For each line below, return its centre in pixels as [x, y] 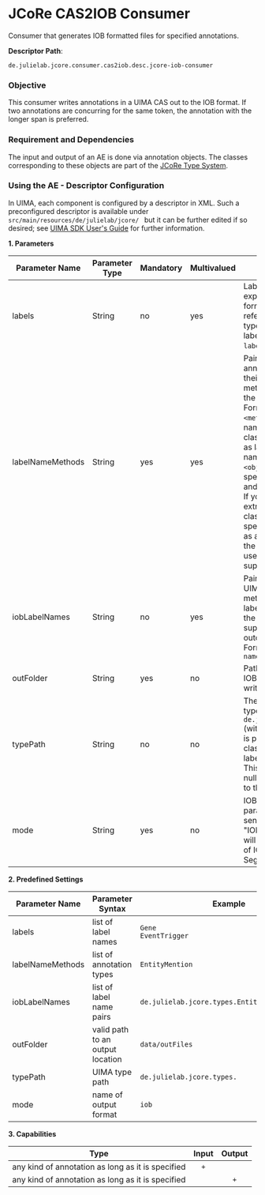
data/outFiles [166, 1044]
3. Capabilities [32, 1133]
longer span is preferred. [49, 119]
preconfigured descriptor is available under [78, 211]
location [107, 1059]
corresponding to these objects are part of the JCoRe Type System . [118, 165]
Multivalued [213, 268]
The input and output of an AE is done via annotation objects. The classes [128, 157]
